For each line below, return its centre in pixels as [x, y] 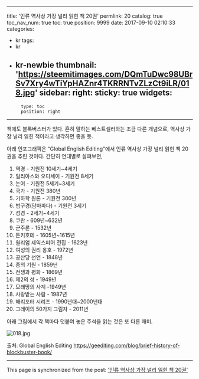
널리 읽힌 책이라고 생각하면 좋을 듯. [53, 136]
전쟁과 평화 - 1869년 [39, 272]
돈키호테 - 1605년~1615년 [45, 235]
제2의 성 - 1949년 [36, 279]
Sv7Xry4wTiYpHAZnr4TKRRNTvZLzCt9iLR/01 [102, 84]
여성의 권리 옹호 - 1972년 [44, 250]
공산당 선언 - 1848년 [39, 257]
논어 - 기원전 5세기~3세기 [45, 183]
